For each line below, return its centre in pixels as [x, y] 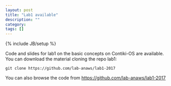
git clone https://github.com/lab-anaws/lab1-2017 [60, 69]
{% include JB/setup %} [31, 44]
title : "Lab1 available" [32, 15]
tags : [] [15, 29]
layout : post [19, 10]
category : [16, 24]
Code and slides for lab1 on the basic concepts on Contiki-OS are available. [85, 54]
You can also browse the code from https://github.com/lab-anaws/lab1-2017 [85, 78]
